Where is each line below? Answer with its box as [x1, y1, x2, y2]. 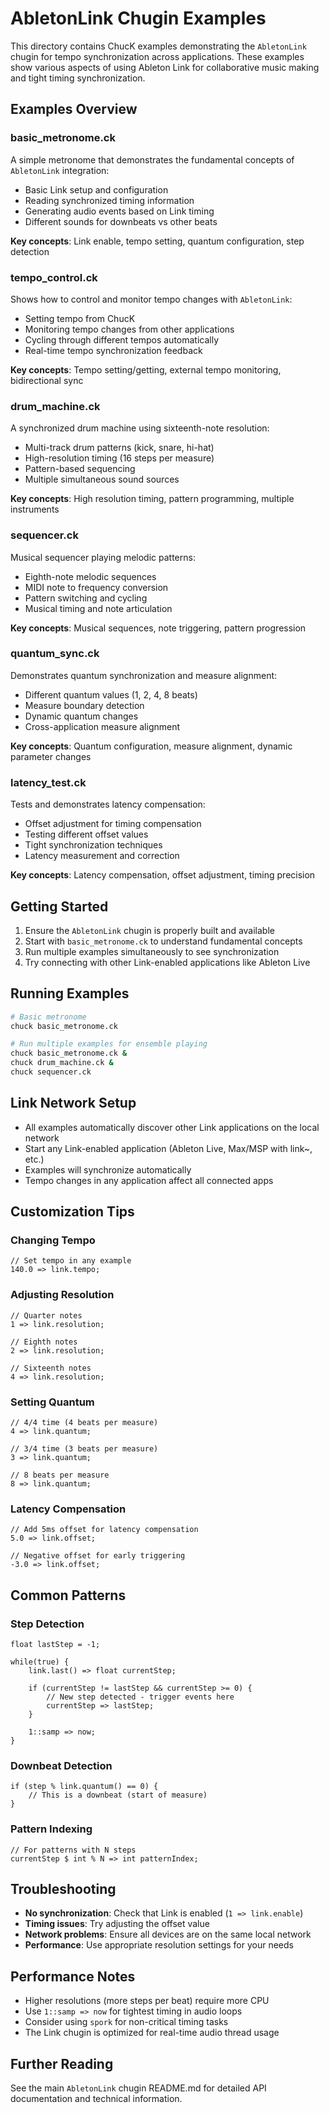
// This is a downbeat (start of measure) [28, 1790, 208, 1801]
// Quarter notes [10, 1310, 83, 1321]
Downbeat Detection [10, 1758, 113, 1772]
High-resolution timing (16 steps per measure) [24, 452, 215, 464]
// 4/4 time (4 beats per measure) [10, 1418, 159, 1428]
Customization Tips [10, 1203, 135, 1221]
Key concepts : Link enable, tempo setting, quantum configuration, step [10, 235, 305, 247]
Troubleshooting [10, 1881, 117, 1898]
